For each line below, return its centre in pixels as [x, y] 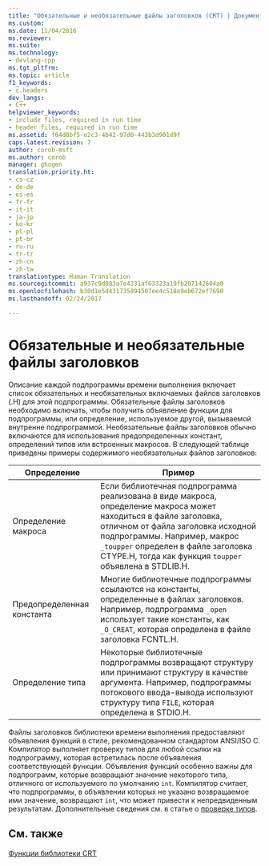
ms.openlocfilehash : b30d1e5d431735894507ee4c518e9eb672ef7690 [116, 292]
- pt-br [21, 240]
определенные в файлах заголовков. [172, 599]
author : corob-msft [41, 150]
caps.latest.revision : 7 [50, 142]
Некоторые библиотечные [151, 652]
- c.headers [28, 90]
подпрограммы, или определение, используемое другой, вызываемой [130, 418]
